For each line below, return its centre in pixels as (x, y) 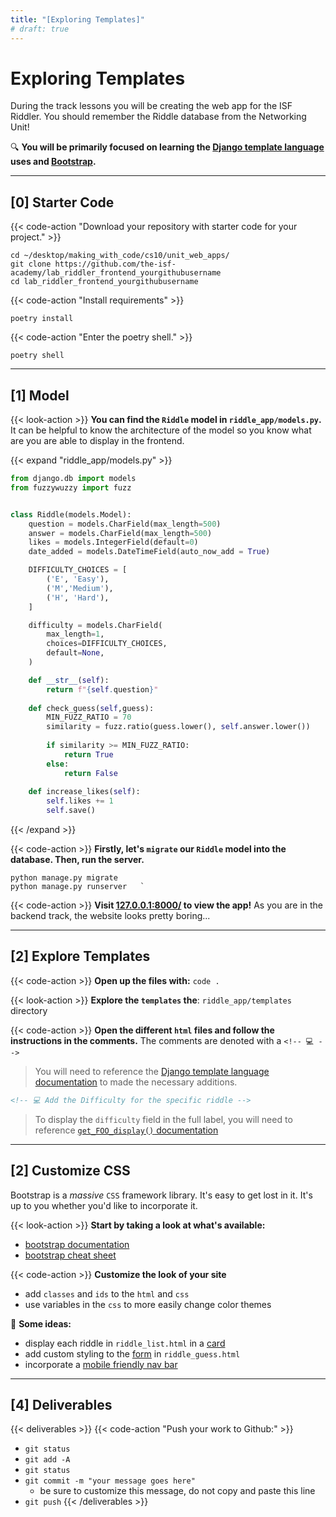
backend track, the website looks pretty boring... (110, 916)
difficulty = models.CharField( (95, 625)
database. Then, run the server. (77, 860)
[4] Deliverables (61, 1404)
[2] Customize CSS (70, 1171)
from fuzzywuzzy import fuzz (71, 487)
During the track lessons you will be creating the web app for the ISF (151, 106)
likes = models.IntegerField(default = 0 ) (113, 542)
